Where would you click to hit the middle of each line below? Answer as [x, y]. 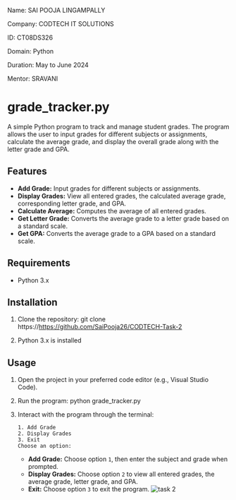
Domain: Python [31, 51]
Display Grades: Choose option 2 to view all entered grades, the [121, 474]
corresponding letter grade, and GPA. [72, 203]
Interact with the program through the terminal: [86, 415]
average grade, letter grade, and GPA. [83, 482]
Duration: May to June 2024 [48, 65]
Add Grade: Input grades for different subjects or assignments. [109, 188]
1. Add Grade [37, 428]
